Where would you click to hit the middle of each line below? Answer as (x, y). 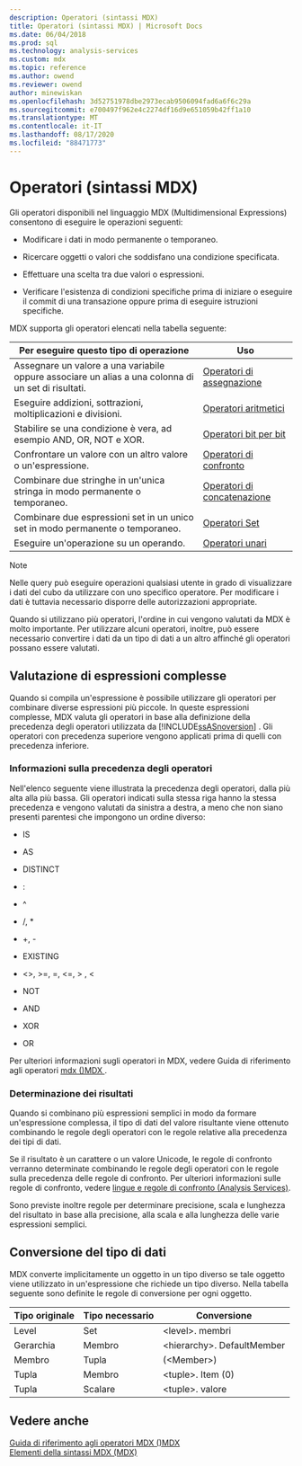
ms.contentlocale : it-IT (56, 127)
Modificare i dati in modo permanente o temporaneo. (120, 239)
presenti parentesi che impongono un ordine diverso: (107, 817)
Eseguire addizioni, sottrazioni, (79, 403)
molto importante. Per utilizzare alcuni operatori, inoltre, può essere (134, 628)
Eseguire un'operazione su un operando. (100, 543)
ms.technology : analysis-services (74, 51)
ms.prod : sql (34, 43)
